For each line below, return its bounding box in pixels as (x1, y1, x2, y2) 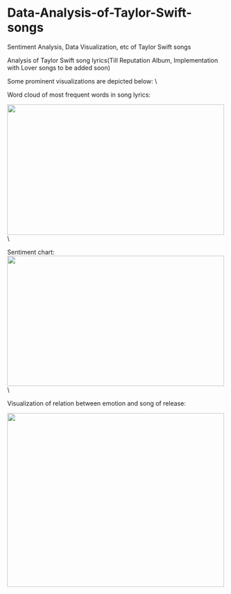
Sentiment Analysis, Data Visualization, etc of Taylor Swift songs (7, 42, 191, 51)
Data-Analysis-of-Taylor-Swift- (7, 5, 192, 21)
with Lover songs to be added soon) (7, 63, 111, 72)
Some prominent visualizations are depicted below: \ (7, 77, 157, 85)
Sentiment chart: (7, 248, 55, 256)
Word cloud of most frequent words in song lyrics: (7, 90, 151, 99)
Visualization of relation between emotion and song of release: (7, 399, 186, 408)
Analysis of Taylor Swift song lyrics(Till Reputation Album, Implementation (7, 56, 219, 64)
